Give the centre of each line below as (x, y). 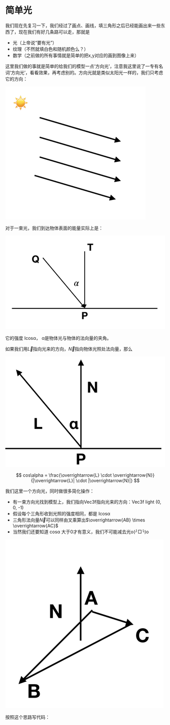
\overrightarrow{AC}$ (35, 526)
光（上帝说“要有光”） (35, 42)
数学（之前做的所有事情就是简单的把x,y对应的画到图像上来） (76, 55)
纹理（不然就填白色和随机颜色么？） (50, 49)
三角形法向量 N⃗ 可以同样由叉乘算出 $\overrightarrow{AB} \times (79, 520)
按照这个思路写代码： (27, 717)
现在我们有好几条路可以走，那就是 (54, 32)
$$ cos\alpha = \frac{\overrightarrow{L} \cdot (64, 475)
